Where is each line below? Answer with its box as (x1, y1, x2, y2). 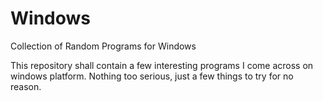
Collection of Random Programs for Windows (10, 40, 197, 52)
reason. (10, 80, 42, 92)
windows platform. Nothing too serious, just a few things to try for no (10, 70, 294, 82)
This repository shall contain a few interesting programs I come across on (10, 59, 314, 71)
